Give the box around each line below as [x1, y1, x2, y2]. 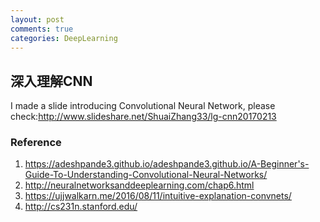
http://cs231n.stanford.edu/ [24, 201, 138, 213]
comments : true [10, 24, 74, 34]
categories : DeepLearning [10, 33, 118, 43]
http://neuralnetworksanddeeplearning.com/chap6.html [24, 179, 255, 191]
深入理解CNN [10, 72, 93, 90]
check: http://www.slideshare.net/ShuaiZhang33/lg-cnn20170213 [10, 111, 277, 123]
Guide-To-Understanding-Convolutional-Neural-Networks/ [24, 169, 268, 181]
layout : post [10, 14, 65, 25]
